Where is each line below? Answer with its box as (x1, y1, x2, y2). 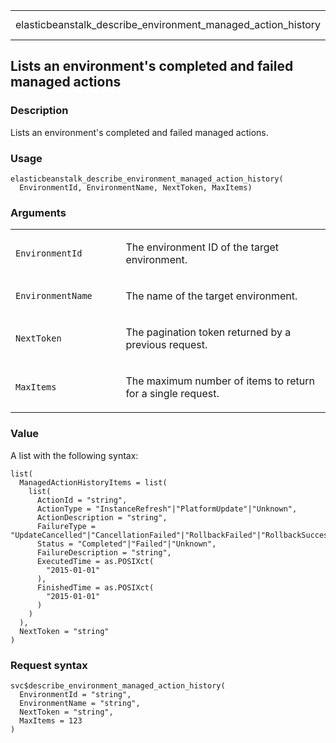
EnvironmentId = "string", (19, 689, 132, 699)
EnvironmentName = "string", (19, 698, 141, 708)
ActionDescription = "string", (36, 512, 168, 523)
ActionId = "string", (36, 495, 128, 505)
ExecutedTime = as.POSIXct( (36, 556, 155, 566)
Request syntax (10, 658, 88, 672)
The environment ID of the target (125, 240, 280, 254)
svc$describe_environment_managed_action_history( (10, 680, 226, 691)
